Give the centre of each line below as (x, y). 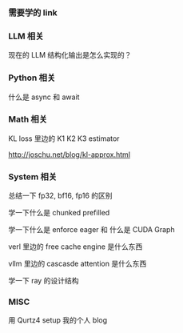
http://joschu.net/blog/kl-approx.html (69, 154)
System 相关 (33, 176)
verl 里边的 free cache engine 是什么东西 (76, 247)
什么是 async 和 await (44, 97)
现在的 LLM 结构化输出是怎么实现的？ (70, 55)
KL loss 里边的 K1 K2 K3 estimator (64, 138)
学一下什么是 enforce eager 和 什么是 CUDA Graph (91, 230)
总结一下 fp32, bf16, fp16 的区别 (61, 196)
